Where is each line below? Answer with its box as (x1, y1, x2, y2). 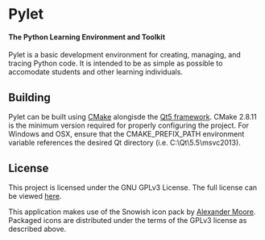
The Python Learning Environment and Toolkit (8, 32, 166, 41)
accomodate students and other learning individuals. (8, 67, 184, 77)
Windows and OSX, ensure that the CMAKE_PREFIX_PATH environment (8, 129, 245, 139)
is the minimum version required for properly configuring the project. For (8, 120, 250, 130)
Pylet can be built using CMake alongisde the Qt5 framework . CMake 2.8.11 (8, 112, 257, 122)
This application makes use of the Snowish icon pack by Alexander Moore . (8, 207, 256, 217)
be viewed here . (8, 192, 62, 201)
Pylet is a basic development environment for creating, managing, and (8, 50, 242, 60)
